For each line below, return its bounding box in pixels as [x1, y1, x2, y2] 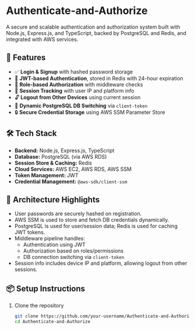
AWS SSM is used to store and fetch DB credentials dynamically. [14, 216, 169, 223]
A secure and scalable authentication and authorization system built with [6, 23, 180, 30]
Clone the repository [14, 302, 64, 309]
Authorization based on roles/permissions [23, 247, 124, 254]
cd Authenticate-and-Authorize [14, 319, 91, 325]
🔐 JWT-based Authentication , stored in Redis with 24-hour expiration [14, 75, 183, 82]
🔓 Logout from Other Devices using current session [14, 93, 141, 100]
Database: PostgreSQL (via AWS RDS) [14, 153, 107, 160]
